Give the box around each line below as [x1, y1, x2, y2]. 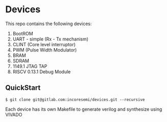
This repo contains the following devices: [5, 21, 92, 27]
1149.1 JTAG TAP [12, 63, 47, 69]
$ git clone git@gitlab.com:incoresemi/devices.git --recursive [5, 97, 145, 102]
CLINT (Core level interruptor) [12, 41, 76, 47]
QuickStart [5, 84, 41, 92]
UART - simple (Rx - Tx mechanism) [12, 36, 88, 42]
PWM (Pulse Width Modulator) [12, 47, 77, 53]
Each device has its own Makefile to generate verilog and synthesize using [5, 106, 162, 112]
